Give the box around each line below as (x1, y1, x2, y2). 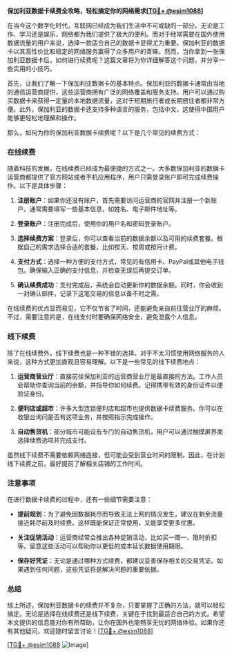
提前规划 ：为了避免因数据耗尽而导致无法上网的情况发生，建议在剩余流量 (17, 510, 223, 518)
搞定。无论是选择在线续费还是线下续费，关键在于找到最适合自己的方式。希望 (7, 610, 225, 618)
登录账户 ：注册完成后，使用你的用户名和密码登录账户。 (17, 220, 175, 228)
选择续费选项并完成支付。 (17, 436, 90, 444)
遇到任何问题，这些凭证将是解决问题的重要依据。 (23, 565, 163, 573)
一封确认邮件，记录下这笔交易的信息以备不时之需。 (17, 289, 163, 298)
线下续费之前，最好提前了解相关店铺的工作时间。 (7, 459, 146, 467)
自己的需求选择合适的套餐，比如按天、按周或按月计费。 (23, 243, 181, 251)
